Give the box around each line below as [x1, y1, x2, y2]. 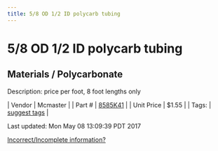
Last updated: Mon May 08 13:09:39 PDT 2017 [7, 122, 142, 130]
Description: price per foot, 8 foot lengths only [7, 87, 142, 96]
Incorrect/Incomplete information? [7, 135, 107, 144]
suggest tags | [7, 108, 49, 117]
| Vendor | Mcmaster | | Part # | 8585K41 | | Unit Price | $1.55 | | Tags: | [7, 100, 212, 109]
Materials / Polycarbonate [7, 68, 123, 81]
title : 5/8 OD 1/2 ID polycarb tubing [7, 10, 121, 18]
